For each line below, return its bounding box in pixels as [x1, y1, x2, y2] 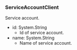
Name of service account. [19, 40, 72, 46]
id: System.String [12, 25, 48, 30]
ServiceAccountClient [5, 4, 59, 11]
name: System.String [12, 35, 55, 41]
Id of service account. [19, 30, 64, 36]
